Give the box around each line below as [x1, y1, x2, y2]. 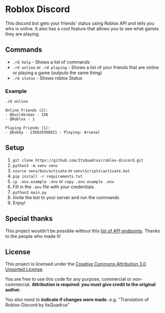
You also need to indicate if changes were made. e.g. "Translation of [5, 296, 149, 303]
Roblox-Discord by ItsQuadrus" [5, 302, 70, 308]
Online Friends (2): [5, 108, 49, 113]
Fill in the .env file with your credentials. [12, 183, 96, 190]
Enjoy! [12, 200, 26, 206]
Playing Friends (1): [5, 126, 51, 131]
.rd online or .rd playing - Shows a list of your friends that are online [12, 64, 159, 70]
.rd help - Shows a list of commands [12, 59, 90, 65]
